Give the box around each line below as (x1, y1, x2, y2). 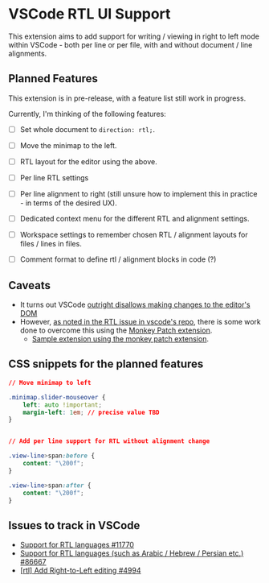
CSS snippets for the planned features (8, 358, 204, 371)
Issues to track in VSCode (8, 519, 141, 532)
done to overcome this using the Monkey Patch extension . (19, 325, 213, 335)
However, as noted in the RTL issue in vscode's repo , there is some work (19, 317, 261, 327)
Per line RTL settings (19, 172, 89, 182)
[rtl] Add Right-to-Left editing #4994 (19, 565, 141, 576)
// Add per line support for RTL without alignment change (8, 437, 210, 445)
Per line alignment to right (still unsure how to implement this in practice (19, 189, 258, 198)
